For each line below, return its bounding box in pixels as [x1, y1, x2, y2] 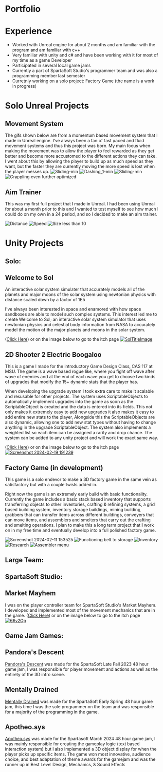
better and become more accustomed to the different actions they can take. [5, 153, 157, 159]
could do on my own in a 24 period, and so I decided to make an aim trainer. [5, 211, 158, 217]
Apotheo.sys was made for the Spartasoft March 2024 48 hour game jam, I [5, 736, 156, 742]
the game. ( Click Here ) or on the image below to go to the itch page [5, 612, 141, 618]
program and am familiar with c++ [12, 47, 80, 53]
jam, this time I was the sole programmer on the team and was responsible [5, 703, 154, 709]
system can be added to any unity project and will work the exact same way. [5, 435, 158, 441]
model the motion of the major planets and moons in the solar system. [5, 327, 145, 333]
